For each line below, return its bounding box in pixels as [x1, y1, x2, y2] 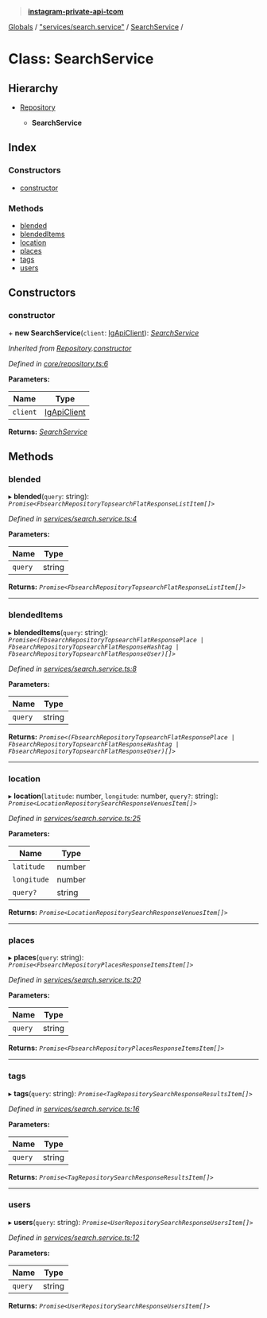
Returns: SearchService [8, 427, 87, 436]
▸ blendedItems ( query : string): [8, 627, 109, 637]
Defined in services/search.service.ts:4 [8, 514, 137, 524]
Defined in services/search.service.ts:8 [8, 664, 137, 673]
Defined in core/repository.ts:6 [8, 359, 109, 368]
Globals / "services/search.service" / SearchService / [8, 22, 184, 31]
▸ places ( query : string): [8, 953, 84, 963]
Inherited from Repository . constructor [8, 343, 132, 353]
